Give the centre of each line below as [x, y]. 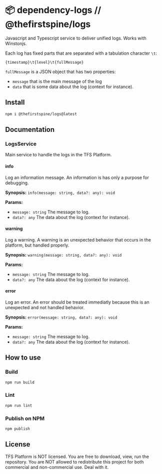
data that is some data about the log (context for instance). [73, 87]
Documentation [30, 130]
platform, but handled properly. [37, 245]
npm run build [20, 382]
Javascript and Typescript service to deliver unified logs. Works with [76, 38]
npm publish [17, 429]
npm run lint [19, 405]
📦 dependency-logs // [53, 10]
